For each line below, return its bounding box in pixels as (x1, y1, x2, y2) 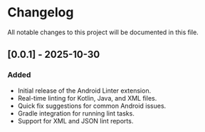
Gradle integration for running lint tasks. (17, 108, 135, 118)
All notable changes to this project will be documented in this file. (7, 28, 199, 36)
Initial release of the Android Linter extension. (17, 86, 152, 95)
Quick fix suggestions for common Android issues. (17, 101, 167, 110)
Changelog (7, 4, 74, 21)
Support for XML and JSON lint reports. (17, 116, 134, 125)
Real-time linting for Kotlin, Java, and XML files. (17, 93, 157, 102)
